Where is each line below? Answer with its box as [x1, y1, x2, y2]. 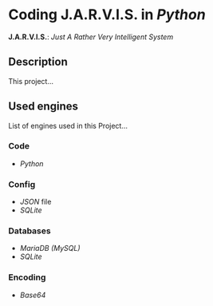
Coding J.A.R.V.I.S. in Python [8, 6, 206, 24]
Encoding [8, 272, 46, 283]
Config [8, 178, 36, 189]
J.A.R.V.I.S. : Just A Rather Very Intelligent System [8, 32, 174, 42]
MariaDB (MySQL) [19, 244, 81, 253]
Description [8, 55, 68, 69]
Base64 [19, 290, 46, 300]
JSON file [19, 197, 52, 207]
